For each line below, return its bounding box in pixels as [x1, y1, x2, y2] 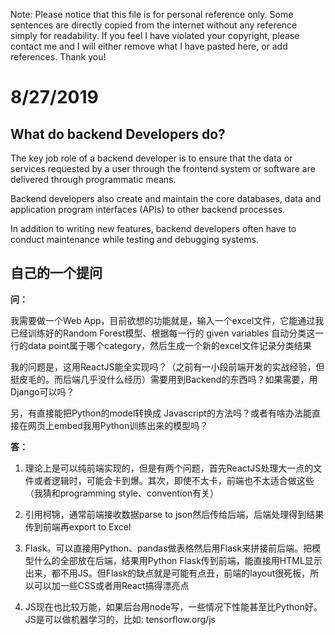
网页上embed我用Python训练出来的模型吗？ [27, 419, 209, 431]
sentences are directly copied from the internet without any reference [10, 19, 298, 31]
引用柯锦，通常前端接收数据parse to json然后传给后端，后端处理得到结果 [24, 508, 325, 520]
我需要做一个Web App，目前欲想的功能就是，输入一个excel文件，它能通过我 [10, 314, 325, 326]
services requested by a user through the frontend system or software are [10, 163, 316, 174]
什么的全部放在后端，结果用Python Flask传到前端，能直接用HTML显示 [33, 554, 323, 566]
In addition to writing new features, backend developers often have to [10, 223, 297, 234]
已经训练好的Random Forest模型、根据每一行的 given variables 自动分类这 [10, 327, 316, 339]
